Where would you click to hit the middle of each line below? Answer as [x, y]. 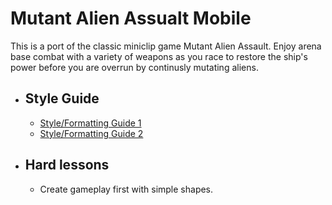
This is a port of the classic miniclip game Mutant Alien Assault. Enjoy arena [166, 46]
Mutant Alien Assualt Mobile [131, 18]
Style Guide [62, 98]
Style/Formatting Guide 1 [90, 123]
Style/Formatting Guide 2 [91, 133]
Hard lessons [67, 165]
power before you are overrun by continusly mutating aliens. [134, 67]
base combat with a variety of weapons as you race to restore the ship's [159, 56]
